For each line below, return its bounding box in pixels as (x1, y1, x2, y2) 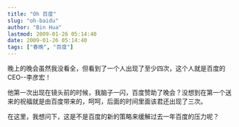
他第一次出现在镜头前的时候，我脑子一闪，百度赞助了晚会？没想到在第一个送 (7, 88, 232, 96)
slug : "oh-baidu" (7, 17, 59, 24)
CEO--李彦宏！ (7, 73, 52, 81)
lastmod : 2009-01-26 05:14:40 (7, 30, 97, 38)
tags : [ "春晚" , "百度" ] (7, 44, 73, 51)
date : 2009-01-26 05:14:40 (7, 37, 87, 44)
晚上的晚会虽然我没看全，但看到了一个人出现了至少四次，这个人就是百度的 (7, 64, 225, 72)
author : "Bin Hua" (7, 24, 62, 31)
